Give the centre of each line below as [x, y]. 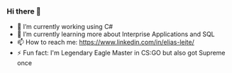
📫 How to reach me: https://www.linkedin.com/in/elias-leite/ [105, 43]
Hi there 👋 [24, 11]
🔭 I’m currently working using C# [65, 27]
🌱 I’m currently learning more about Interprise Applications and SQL [116, 34]
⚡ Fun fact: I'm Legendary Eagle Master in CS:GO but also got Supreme [121, 53]
